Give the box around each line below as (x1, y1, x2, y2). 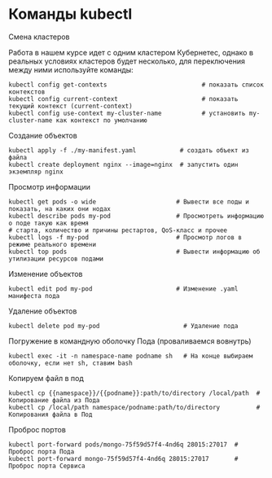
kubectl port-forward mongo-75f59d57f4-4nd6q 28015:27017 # (8, 454, 239, 463)
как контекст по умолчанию (55, 116, 148, 125)
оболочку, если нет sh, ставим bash (8, 359, 133, 367)
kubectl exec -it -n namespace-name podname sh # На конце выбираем (8, 352, 253, 360)
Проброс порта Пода (8, 447, 75, 456)
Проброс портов (8, 424, 67, 434)
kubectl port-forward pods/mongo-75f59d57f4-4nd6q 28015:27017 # (8, 441, 239, 449)
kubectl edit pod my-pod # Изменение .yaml (8, 284, 239, 293)
